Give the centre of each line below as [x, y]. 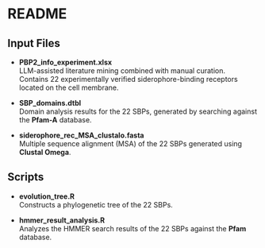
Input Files [34, 43]
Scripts [26, 177]
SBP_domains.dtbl [50, 103]
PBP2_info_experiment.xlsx [65, 62]
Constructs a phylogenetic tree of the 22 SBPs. [96, 204]
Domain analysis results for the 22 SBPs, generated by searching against [138, 111]
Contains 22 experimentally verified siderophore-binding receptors [129, 79]
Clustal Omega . [45, 152]
